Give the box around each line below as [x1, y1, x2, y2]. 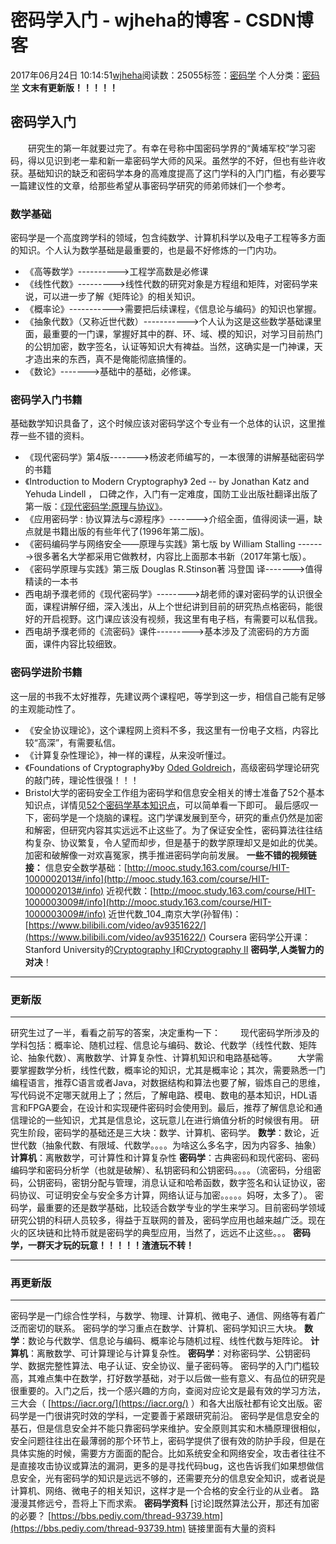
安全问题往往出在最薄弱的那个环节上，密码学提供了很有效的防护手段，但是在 [10, 1435, 326, 1447]
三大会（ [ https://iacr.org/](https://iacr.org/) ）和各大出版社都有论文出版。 [10, 1397, 314, 1410]
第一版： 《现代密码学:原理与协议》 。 [24, 501, 168, 513]
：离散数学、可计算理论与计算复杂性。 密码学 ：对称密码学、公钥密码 [28, 1347, 311, 1360]
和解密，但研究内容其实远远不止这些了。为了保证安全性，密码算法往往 [24, 824, 315, 836]
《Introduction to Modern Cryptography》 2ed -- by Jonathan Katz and [24, 476, 310, 488]
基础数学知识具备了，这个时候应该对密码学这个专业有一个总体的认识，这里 [10, 417, 317, 430]
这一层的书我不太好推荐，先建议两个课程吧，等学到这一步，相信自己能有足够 [10, 690, 326, 702]
